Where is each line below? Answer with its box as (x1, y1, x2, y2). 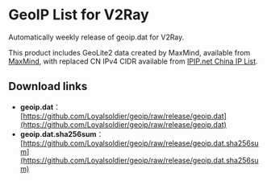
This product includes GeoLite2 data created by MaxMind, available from (8, 47, 251, 57)
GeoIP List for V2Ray (8, 6, 149, 24)
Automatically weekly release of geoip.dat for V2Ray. (8, 32, 185, 42)
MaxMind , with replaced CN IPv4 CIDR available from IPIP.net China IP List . (8, 56, 258, 66)
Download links (8, 80, 88, 93)
